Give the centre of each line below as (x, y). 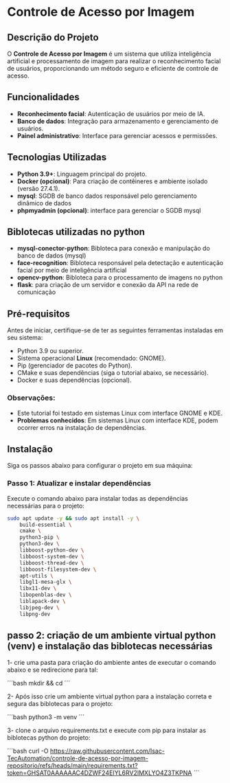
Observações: (31, 398)
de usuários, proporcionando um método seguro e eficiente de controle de (113, 68)
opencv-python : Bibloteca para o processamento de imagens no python (120, 277)
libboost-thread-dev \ (52, 563)
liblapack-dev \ (43, 602)
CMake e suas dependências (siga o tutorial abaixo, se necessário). (113, 373)
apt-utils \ (36, 576)
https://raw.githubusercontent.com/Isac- (107, 751)
